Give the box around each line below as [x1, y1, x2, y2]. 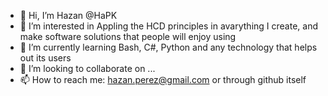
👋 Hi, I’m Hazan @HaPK [19, 10, 118, 21]
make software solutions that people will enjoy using [19, 31, 237, 42]
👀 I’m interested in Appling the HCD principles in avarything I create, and [19, 20, 319, 32]
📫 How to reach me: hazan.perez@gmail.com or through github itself [19, 74, 307, 85]
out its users [19, 52, 72, 64]
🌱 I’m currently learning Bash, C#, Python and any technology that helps [19, 41, 318, 53]
